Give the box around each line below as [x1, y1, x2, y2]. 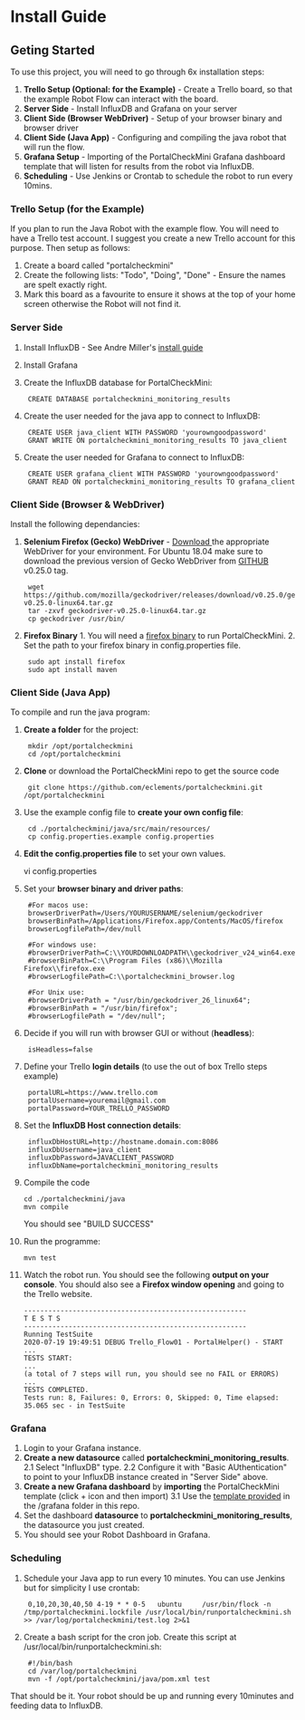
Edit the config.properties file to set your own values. [23, 849, 226, 860]
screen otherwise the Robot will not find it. [23, 299, 182, 310]
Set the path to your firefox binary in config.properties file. [23, 639, 241, 650]
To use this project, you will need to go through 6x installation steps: [10, 66, 265, 77]
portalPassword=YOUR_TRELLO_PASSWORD [27, 1104, 170, 1113]
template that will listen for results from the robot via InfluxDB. [23, 161, 254, 171]
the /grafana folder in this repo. [23, 1501, 140, 1512]
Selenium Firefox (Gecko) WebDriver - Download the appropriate [23, 536, 270, 547]
